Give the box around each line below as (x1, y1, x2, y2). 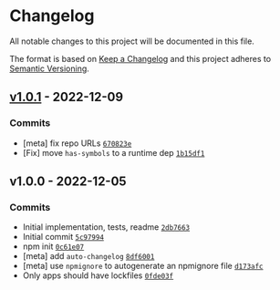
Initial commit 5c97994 (22, 232, 105, 243)
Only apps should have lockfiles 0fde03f (22, 270, 174, 281)
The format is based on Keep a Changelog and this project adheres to (9, 53, 272, 64)
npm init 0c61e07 (22, 241, 85, 252)
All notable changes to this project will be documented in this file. (9, 36, 255, 47)
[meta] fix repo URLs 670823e (22, 138, 132, 149)
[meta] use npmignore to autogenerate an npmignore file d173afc (22, 261, 264, 272)
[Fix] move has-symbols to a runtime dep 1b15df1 (22, 147, 205, 158)
